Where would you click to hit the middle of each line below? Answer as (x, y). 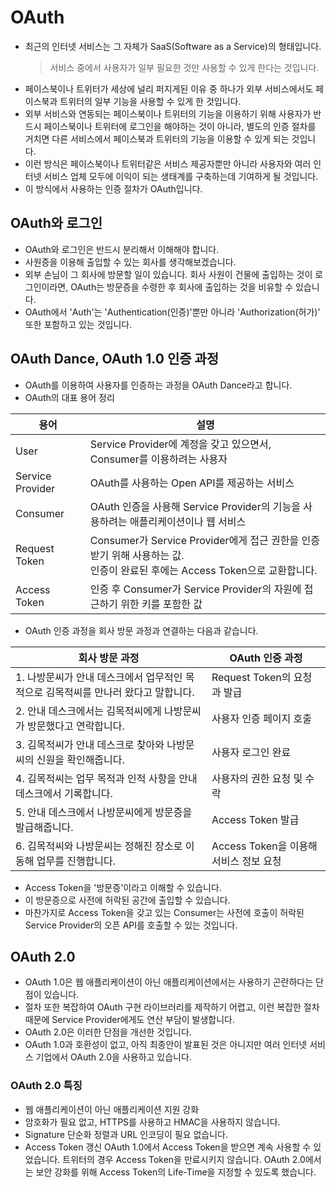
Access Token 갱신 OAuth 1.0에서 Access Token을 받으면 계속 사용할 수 (168, 1147)
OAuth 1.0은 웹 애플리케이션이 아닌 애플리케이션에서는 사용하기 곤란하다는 (169, 982)
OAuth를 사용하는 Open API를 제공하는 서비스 (192, 483)
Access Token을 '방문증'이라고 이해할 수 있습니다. (123, 887)
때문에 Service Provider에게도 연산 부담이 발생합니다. (130, 1020)
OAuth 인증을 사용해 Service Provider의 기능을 (195, 506)
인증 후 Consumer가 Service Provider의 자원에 (195, 589)
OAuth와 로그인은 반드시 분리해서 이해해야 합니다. (122, 249)
